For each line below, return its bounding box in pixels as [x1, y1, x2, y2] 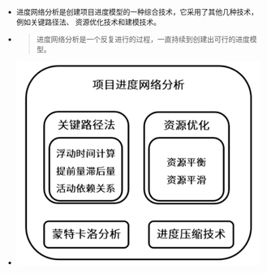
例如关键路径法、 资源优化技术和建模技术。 [15, 17, 161, 27]
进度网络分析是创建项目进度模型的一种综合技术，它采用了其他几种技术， [15, 7, 258, 16]
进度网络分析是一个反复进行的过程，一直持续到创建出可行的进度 [36, 35, 250, 44]
